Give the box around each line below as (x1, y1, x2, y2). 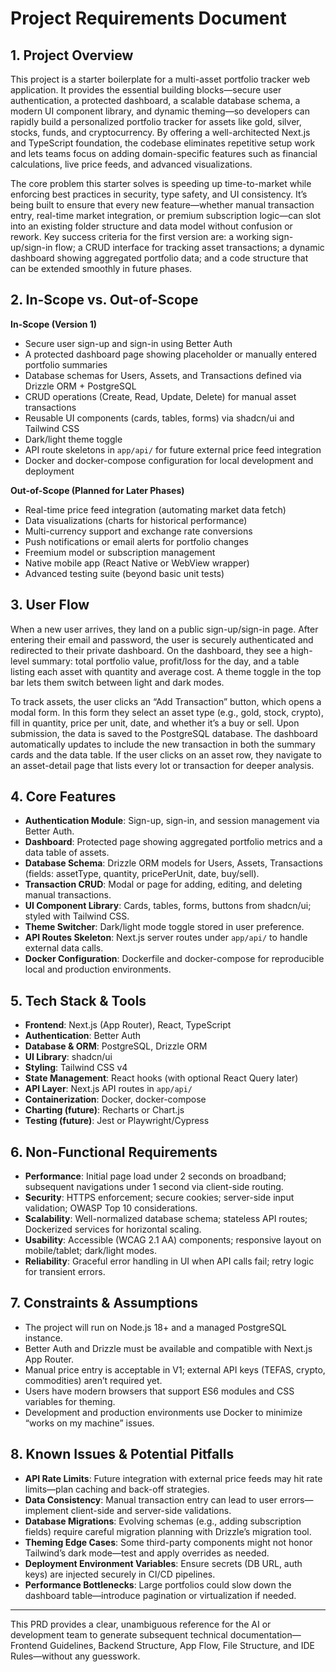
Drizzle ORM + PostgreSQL (24, 380, 137, 392)
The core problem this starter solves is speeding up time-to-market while (10, 178, 312, 189)
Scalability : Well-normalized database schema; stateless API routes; (24, 1213, 308, 1225)
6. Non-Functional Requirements (10, 1143, 218, 1161)
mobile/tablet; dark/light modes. (24, 1245, 158, 1257)
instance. (24, 1332, 63, 1344)
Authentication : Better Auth (24, 1030, 142, 1042)
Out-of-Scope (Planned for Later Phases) (10, 484, 185, 496)
